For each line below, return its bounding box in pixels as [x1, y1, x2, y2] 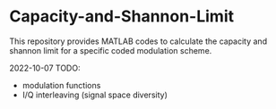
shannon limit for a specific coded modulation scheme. [9, 45, 212, 55]
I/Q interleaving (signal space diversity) [22, 89, 168, 100]
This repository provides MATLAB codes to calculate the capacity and [9, 36, 267, 46]
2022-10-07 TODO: [9, 63, 81, 73]
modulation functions [22, 80, 101, 90]
